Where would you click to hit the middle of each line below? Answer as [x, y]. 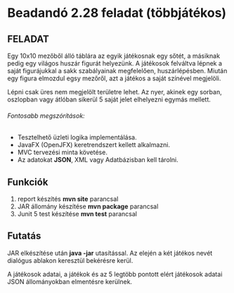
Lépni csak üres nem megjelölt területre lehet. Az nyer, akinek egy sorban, [115, 92]
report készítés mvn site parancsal [68, 199]
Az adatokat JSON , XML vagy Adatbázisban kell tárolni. [98, 160]
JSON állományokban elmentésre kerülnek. [70, 281]
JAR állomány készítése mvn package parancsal [88, 206]
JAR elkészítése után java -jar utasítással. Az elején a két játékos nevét [110, 253]
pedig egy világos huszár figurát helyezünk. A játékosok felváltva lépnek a [115, 63]
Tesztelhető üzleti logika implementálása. [77, 137]
